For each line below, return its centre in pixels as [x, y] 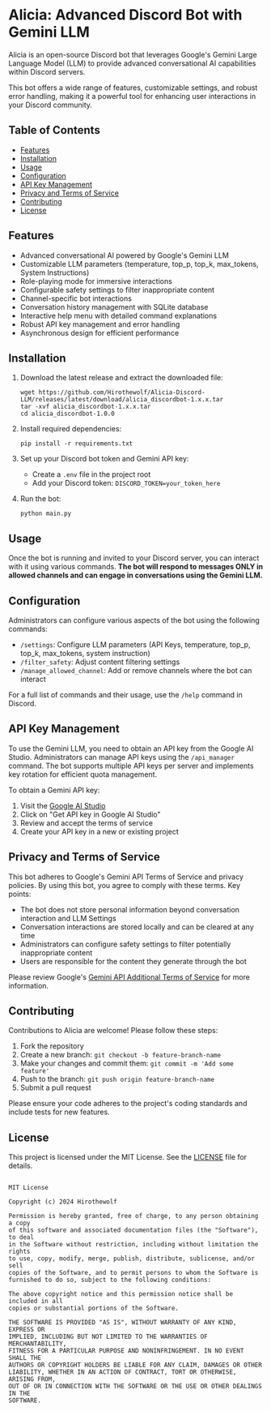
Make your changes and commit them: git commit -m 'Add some [127, 1063]
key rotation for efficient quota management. [83, 774]
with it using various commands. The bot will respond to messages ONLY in [136, 567]
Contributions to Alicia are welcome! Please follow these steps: [113, 1031]
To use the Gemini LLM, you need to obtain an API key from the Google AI [131, 748]
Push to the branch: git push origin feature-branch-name [117, 1079]
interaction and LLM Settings [68, 918]
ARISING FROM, [32, 1379]
